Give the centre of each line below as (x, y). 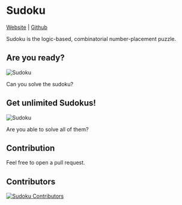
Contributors (31, 181)
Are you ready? (35, 58)
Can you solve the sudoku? (40, 84)
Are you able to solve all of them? (47, 129)
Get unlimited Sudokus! (51, 103)
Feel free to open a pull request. (46, 163)
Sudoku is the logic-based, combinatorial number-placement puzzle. (91, 39)
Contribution (31, 148)
